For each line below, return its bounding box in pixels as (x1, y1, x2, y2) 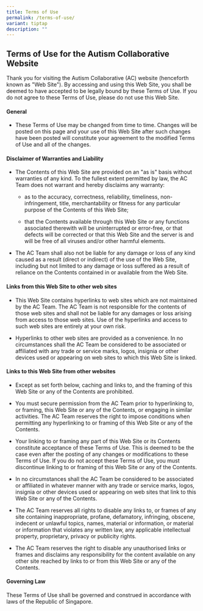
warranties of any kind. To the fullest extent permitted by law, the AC (15, 175, 188, 182)
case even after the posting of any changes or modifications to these (15, 450, 189, 458)
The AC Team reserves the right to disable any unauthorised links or (15, 544, 187, 552)
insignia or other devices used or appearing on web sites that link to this (15, 488, 196, 496)
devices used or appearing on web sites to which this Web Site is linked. (15, 354, 197, 361)
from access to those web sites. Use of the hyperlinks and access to (15, 316, 188, 323)
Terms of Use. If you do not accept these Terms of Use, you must (15, 456, 180, 464)
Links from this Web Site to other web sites (6, 283, 117, 290)
